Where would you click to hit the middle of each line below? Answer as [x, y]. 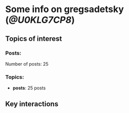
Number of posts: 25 [27, 64]
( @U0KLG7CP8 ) [40, 20]
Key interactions [32, 104]
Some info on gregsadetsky [65, 9]
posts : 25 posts [29, 88]
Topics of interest [34, 39]
